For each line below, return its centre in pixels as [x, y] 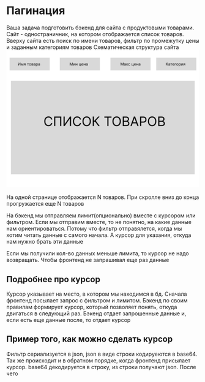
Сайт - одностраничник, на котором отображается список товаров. [95, 34]
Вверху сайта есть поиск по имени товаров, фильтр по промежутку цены [103, 40]
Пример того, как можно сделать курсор [90, 339]
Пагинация [36, 11]
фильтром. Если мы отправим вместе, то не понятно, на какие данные [99, 222]
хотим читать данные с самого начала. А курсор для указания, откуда [99, 235]
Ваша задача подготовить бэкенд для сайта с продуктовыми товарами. [100, 28]
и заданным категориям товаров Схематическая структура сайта [93, 47]
